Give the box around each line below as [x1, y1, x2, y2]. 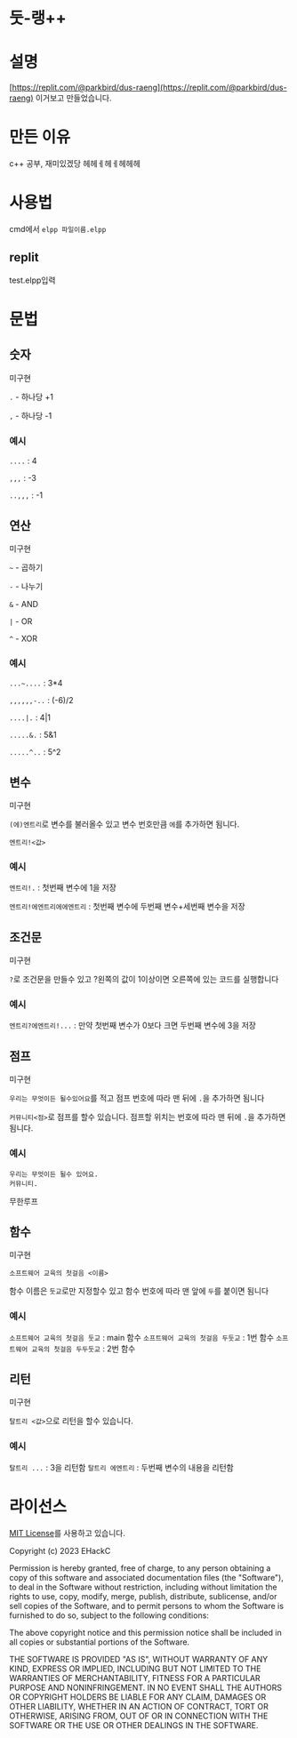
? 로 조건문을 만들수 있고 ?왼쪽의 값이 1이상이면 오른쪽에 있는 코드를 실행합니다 [9, 974, 279, 985]
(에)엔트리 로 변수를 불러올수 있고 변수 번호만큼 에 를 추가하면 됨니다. [9, 819, 240, 829]
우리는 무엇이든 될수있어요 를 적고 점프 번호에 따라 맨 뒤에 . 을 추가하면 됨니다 [9, 1093, 265, 1103]
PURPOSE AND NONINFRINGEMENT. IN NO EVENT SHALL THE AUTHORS [9, 1682, 283, 1693]
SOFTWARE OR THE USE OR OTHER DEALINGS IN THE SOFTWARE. [9, 1719, 259, 1730]
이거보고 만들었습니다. [35, 92, 112, 103]
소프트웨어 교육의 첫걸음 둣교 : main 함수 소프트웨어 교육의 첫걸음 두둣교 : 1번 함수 [9, 1332, 274, 1342]
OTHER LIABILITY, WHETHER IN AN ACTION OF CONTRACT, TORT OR [9, 1701, 269, 1711]
